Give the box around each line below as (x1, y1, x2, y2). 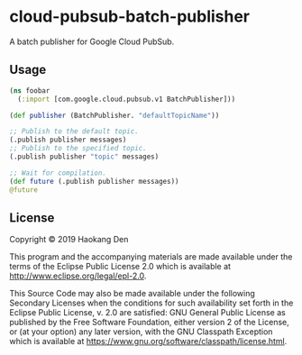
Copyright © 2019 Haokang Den (9, 234, 129, 245)
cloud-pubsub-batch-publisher (9, 6, 251, 27)
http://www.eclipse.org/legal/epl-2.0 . (9, 270, 147, 281)
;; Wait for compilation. (9, 168, 106, 177)
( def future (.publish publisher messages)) (9, 177, 179, 186)
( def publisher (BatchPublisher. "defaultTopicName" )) (9, 111, 220, 120)
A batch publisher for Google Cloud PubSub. (9, 36, 175, 47)
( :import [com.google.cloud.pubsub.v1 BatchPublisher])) (17, 95, 236, 104)
